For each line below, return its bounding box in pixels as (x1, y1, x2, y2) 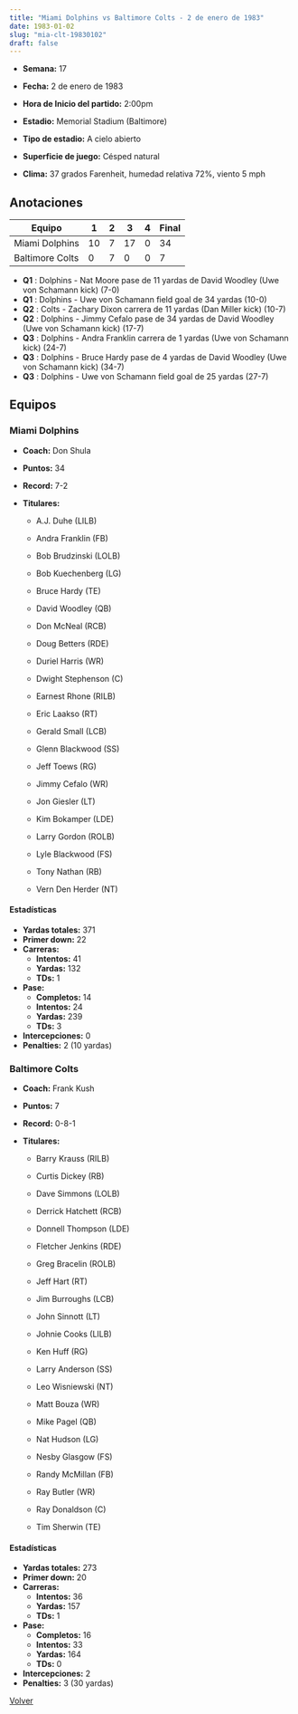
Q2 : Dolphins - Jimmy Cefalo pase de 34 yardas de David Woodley (22, 313, 275, 324)
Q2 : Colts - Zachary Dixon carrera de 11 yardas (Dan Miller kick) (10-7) (22, 304, 286, 315)
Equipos (9, 397, 57, 413)
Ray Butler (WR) (35, 1487, 96, 1498)
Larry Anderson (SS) (35, 1364, 113, 1374)
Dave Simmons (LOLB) (35, 1188, 120, 1200)
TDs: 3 (35, 1020, 62, 1031)
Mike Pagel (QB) (35, 1416, 98, 1427)
